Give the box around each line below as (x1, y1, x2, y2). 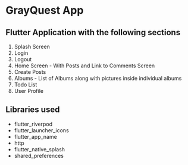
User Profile (14, 88, 44, 94)
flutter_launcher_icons (14, 126, 69, 134)
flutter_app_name (14, 133, 57, 140)
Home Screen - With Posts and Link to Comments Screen (14, 62, 155, 69)
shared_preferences (14, 152, 64, 159)
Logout (14, 56, 32, 63)
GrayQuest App (5, 4, 84, 17)
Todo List (14, 81, 37, 88)
